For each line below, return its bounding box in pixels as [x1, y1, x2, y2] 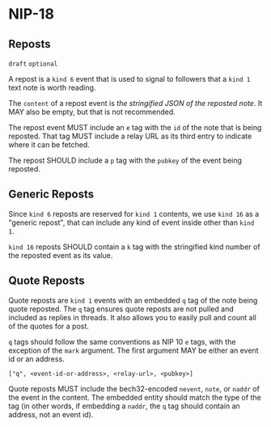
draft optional [8, 60, 58, 68]
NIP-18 [8, 5, 55, 23]
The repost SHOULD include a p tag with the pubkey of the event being [8, 155, 243, 165]
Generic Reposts [8, 188, 95, 201]
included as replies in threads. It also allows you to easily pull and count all [8, 312, 256, 322]
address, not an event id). [8, 409, 94, 419]
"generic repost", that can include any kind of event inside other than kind [8, 218, 255, 227]
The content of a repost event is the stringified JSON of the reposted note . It [8, 99, 263, 108]
